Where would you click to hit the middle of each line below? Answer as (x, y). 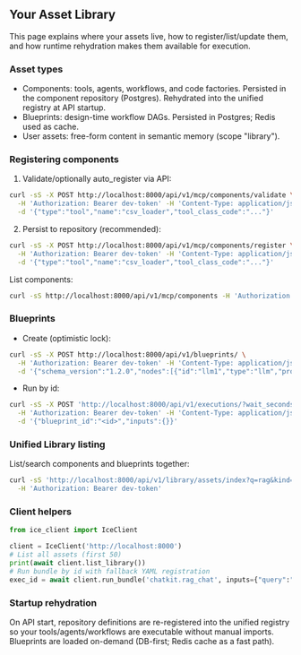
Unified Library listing (57, 444)
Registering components (64, 159)
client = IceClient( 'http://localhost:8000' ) (95, 547)
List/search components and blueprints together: (99, 464)
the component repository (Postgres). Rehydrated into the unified (143, 99)
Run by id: (41, 388)
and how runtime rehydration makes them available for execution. (130, 46)
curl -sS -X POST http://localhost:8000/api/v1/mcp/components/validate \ (152, 195)
